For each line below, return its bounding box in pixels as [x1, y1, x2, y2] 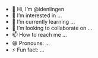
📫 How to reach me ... [11, 31, 67, 38]
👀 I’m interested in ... [11, 12, 62, 19]
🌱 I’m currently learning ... [11, 18, 75, 25]
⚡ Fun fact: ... [11, 46, 45, 53]
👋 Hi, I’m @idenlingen [11, 6, 64, 12]
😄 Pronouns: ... [11, 40, 50, 47]
